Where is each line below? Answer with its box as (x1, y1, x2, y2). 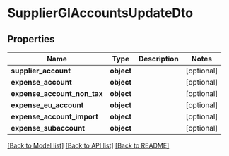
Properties (7, 33, 55, 45)
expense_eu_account (11, 100, 84, 110)
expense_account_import (11, 112, 99, 121)
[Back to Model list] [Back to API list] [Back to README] (7, 141, 170, 150)
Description (138, 54, 179, 64)
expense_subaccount (11, 124, 86, 133)
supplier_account (11, 66, 71, 76)
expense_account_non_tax (11, 89, 103, 98)
